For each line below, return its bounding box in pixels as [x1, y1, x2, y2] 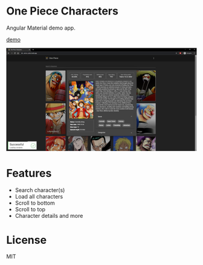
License [6, 233, 47, 247]
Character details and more [14, 212, 83, 219]
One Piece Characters [6, 4, 119, 18]
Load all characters [14, 193, 63, 200]
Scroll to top [14, 205, 46, 212]
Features [6, 166, 52, 180]
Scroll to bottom [14, 199, 56, 206]
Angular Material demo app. [6, 24, 76, 31]
